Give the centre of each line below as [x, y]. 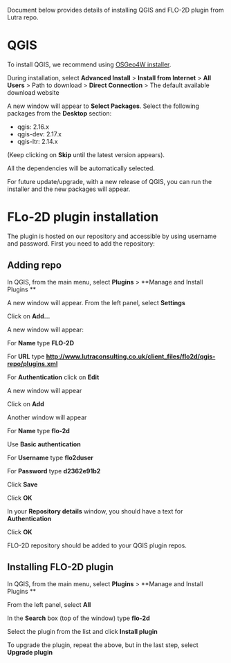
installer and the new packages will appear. [69, 189]
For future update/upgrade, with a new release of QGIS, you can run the [110, 181]
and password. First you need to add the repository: [81, 243]
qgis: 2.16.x [33, 127]
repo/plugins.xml [33, 363]
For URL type [26, 356]
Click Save [22, 484]
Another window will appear [47, 417]
